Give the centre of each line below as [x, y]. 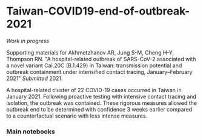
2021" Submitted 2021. [35, 78]
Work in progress [28, 41]
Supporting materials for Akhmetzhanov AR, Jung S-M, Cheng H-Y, [90, 52]
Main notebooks [31, 132]
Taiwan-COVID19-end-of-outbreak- [98, 11]
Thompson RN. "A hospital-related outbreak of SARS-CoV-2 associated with [101, 59]
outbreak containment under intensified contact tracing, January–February [99, 72]
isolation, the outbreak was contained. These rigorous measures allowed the [101, 103]
